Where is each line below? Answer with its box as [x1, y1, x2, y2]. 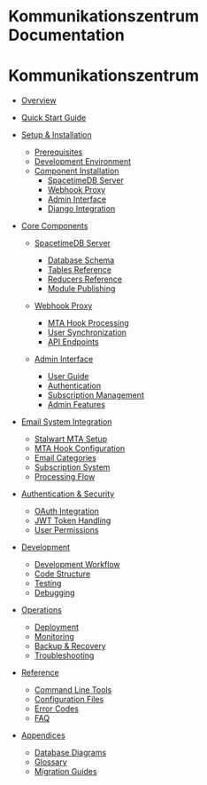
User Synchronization [47, 327, 127, 338]
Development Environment [34, 156, 132, 167]
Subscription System [34, 462, 111, 472]
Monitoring [34, 631, 74, 642]
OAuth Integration [34, 506, 99, 517]
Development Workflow [34, 559, 120, 570]
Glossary [34, 757, 67, 767]
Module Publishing [47, 283, 116, 294]
